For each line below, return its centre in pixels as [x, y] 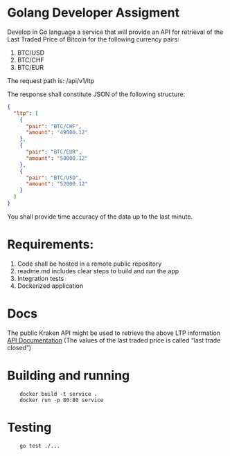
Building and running [69, 376]
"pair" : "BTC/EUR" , [53, 152]
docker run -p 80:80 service [62, 400]
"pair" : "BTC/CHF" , [53, 126]
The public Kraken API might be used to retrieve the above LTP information [114, 333]
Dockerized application [50, 286]
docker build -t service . [59, 394]
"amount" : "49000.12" [57, 133]
